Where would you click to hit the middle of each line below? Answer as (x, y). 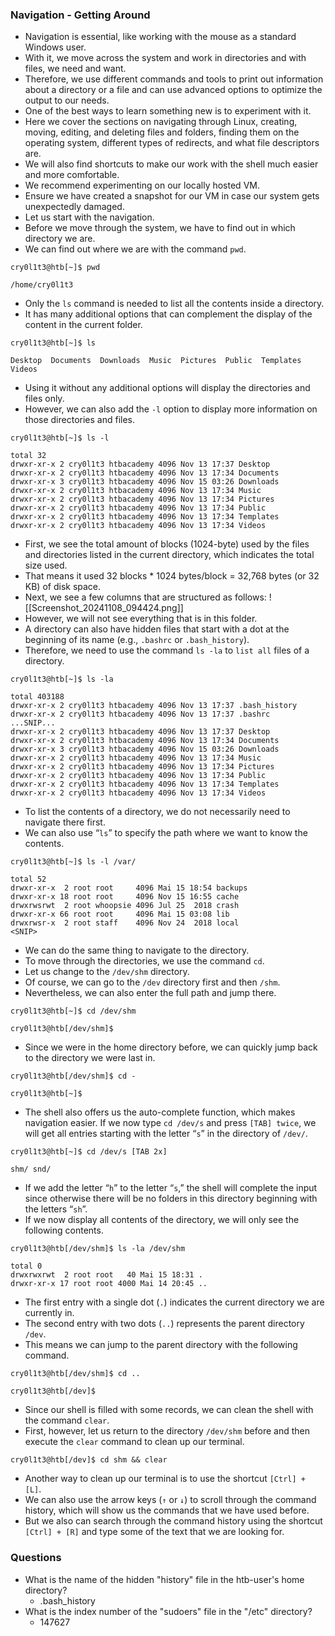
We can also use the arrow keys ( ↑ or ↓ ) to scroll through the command (170, 1500)
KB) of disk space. (63, 587)
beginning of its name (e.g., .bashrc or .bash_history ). (137, 640)
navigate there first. (65, 822)
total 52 (28, 879)
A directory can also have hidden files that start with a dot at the (157, 629)
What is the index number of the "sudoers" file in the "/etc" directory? (168, 1611)
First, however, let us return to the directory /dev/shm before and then (167, 1431)
